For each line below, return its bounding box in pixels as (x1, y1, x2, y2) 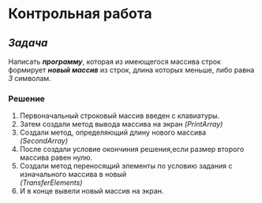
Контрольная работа (8, 5, 152, 23)
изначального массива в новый (19, 170, 127, 179)
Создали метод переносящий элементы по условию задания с (19, 161, 233, 171)
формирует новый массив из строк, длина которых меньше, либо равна (8, 65, 255, 75)
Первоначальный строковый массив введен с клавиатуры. (19, 111, 220, 120)
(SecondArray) (19, 136, 69, 146)
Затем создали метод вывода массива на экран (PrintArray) (19, 120, 223, 129)
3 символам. (8, 74, 51, 83)
